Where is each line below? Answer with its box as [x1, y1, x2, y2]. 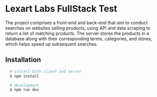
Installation [5, 56, 41, 64]
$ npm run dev [10, 87, 39, 92]
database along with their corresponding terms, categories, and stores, [5, 36, 152, 42]
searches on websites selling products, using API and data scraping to [5, 25, 150, 31]
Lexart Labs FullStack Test [5, 3, 117, 15]
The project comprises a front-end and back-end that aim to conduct [5, 20, 148, 26]
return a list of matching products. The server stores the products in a [5, 30, 149, 36]
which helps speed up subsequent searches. [5, 41, 98, 47]
